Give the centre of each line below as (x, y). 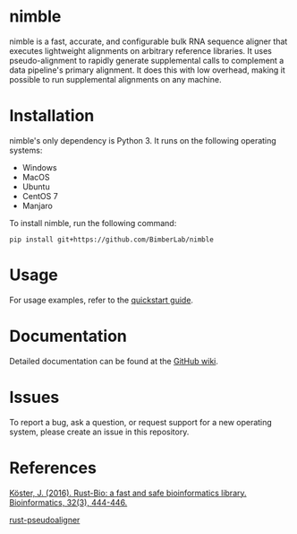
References (53, 468)
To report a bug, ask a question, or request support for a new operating (141, 422)
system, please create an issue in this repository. (99, 432)
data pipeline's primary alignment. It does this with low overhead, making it (148, 70)
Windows (39, 167)
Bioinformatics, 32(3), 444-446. (68, 502)
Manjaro (38, 206)
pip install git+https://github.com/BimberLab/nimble (112, 240)
